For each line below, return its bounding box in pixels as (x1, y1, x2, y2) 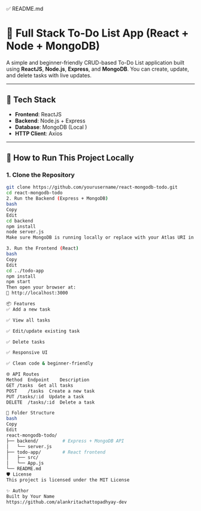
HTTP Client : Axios (14, 130, 63, 137)
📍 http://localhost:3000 (6, 290, 68, 296)
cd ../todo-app (6, 267, 44, 273)
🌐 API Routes (6, 371, 40, 377)
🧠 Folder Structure (6, 410, 55, 416)
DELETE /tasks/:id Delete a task (6, 399, 95, 405)
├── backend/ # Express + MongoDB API (6, 438, 124, 444)
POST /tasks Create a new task (6, 388, 95, 394)
